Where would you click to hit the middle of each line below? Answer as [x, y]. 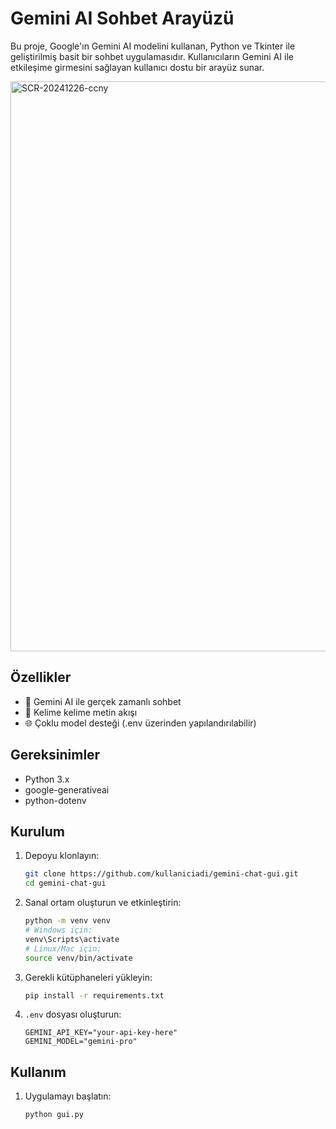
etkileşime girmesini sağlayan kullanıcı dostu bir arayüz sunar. [137, 67]
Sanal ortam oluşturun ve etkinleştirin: [103, 903]
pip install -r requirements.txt [94, 995]
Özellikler [41, 677]
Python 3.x [47, 779]
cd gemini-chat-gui [65, 883]
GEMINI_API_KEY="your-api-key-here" [101, 1033]
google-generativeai [67, 789]
